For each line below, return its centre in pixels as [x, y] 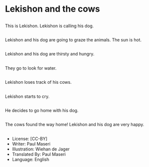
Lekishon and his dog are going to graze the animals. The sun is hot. [73, 39]
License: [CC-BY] [30, 139]
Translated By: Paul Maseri [39, 154]
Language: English [31, 159]
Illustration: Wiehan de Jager [41, 149]
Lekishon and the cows [53, 9]
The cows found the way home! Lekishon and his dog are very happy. [75, 125]
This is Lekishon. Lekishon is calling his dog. [49, 26]
